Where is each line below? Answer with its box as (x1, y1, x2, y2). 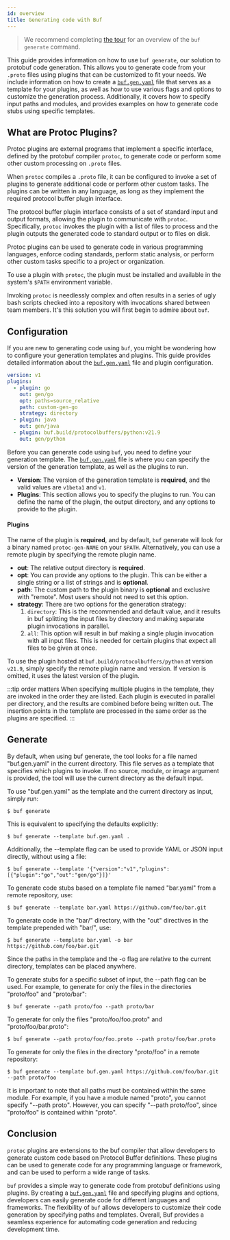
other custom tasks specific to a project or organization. (7, 258, 166, 266)
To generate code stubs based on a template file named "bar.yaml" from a (7, 884, 216, 892)
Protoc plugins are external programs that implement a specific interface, (7, 145, 214, 153)
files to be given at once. (27, 644, 97, 652)
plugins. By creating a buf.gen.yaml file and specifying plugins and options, (7, 1189, 220, 1197)
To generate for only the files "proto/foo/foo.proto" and (7, 1015, 163, 1023)
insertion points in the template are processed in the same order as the (7, 707, 207, 715)
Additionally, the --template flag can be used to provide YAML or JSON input (7, 844, 223, 853)
